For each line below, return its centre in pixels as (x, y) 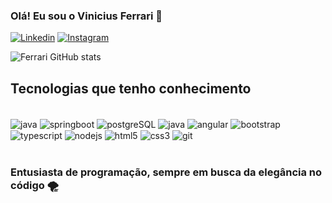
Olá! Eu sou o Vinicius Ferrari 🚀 (86, 16)
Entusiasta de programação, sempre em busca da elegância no (166, 172)
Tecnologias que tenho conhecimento (131, 88)
